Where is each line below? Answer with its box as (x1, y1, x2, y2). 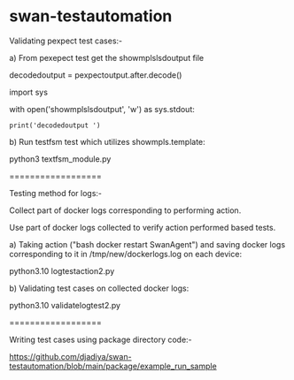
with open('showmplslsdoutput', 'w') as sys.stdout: (9, 103, 195, 114)
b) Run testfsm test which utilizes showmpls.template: (9, 136, 205, 147)
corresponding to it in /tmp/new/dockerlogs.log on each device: (9, 248, 242, 259)
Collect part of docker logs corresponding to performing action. (9, 205, 242, 216)
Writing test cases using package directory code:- (9, 334, 192, 345)
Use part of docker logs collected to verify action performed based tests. (9, 222, 276, 232)
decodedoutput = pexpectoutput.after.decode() (9, 69, 182, 80)
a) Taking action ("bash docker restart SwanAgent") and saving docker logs (9, 239, 286, 249)
